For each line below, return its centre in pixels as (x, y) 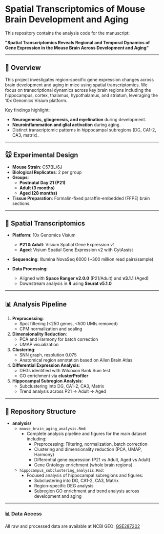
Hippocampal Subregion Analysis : (47, 381)
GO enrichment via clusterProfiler (54, 376)
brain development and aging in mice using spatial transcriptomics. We (76, 85)
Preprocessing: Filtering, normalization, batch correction (91, 444)
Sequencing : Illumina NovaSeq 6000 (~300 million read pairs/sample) (83, 259)
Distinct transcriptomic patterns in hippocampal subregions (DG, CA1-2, (84, 130)
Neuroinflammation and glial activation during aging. (66, 125)
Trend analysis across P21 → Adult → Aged (63, 391)
